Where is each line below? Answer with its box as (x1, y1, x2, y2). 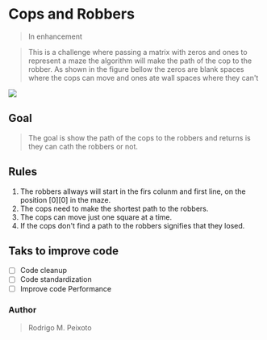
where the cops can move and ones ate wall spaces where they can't (27, 73, 259, 82)
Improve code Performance (19, 283, 112, 293)
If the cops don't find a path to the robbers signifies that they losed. (19, 220, 245, 230)
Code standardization (19, 275, 92, 284)
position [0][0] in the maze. (19, 195, 111, 204)
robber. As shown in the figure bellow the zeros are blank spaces (27, 64, 244, 73)
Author (8, 304, 37, 316)
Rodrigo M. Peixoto (27, 322, 92, 332)
